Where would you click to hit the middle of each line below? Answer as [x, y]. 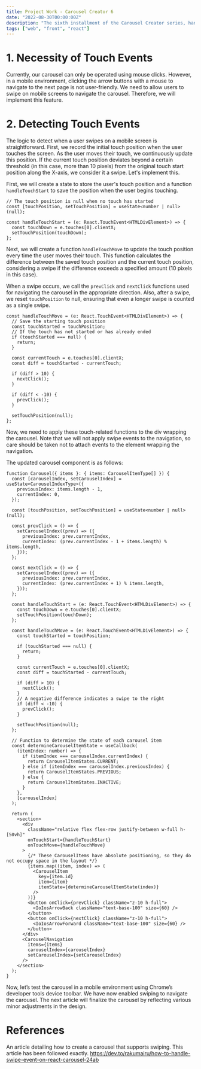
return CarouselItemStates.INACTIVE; [74, 782]
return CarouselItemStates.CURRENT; [73, 762]
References [35, 1030]
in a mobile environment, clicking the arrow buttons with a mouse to [90, 81]
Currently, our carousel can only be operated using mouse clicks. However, [99, 75]
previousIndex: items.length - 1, [60, 489]
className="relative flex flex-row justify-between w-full [103, 830]
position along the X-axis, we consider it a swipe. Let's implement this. [93, 173]
